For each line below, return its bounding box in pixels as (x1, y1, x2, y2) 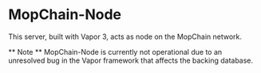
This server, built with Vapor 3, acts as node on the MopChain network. (8, 32, 242, 41)
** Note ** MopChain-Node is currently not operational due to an (8, 47, 223, 56)
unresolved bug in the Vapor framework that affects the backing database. (8, 56, 254, 65)
